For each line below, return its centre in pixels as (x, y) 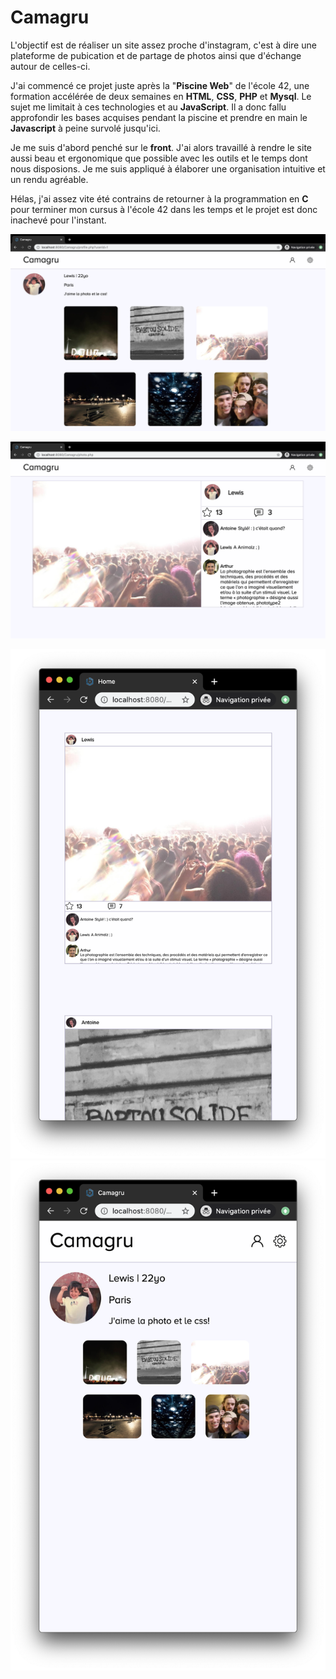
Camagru (50, 17)
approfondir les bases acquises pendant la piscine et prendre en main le (159, 117)
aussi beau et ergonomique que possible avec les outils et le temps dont (159, 158)
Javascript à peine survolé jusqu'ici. (85, 128)
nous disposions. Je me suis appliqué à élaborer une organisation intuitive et (168, 168)
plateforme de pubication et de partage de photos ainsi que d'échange (156, 55)
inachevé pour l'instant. (58, 220)
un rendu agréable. (49, 179)
